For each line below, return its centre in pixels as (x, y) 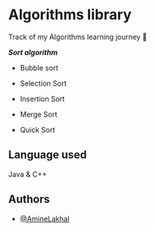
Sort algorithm (33, 52)
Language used (48, 155)
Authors (29, 199)
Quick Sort (38, 129)
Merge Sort (38, 114)
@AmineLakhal (45, 218)
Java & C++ (28, 174)
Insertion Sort (42, 98)
